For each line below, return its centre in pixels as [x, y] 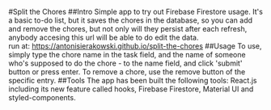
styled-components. [42, 97]
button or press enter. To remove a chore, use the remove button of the [127, 72]
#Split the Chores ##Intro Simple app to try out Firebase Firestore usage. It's [135, 12]
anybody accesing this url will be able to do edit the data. [104, 37]
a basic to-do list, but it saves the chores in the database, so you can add [131, 20]
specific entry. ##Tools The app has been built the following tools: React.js [133, 80]
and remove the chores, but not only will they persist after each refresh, [128, 29]
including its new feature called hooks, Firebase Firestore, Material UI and [131, 89]
